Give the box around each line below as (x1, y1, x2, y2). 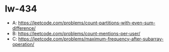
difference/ (12, 25, 36, 31)
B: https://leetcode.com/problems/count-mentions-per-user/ (12, 30, 140, 36)
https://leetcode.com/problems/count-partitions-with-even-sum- (18, 20, 156, 26)
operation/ (12, 41, 34, 47)
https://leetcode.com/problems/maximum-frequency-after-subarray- (18, 36, 164, 42)
